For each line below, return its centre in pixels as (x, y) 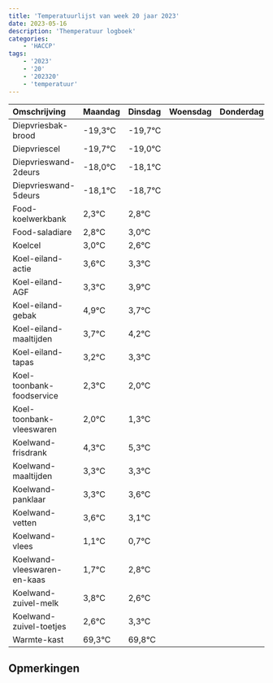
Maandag (101, 111)
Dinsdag (144, 111)
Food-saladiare (42, 232)
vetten (25, 523)
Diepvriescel (37, 149)
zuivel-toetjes (39, 626)
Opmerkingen (44, 668)
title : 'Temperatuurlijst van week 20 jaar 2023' (94, 16)
